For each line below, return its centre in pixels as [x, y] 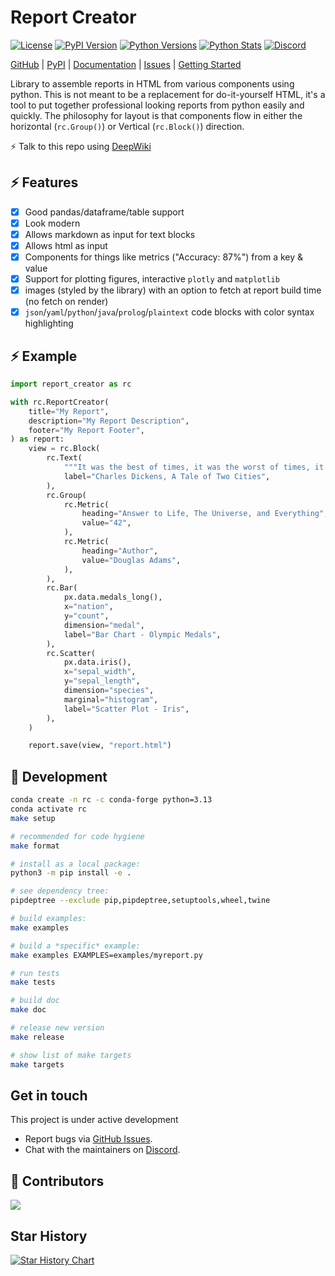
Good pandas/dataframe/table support [104, 212]
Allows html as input [66, 245]
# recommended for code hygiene [77, 836]
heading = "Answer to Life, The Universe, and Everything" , [205, 514]
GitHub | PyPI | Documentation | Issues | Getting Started [126, 64]
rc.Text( [64, 458]
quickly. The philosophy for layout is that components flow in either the [156, 115]
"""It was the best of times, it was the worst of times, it [194, 467]
